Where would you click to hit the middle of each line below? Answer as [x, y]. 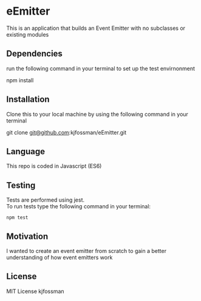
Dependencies [34, 54]
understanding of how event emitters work [60, 257]
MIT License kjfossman [36, 291]
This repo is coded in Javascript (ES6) [54, 166]
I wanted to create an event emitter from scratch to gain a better [87, 251]
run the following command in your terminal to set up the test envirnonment [101, 68]
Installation [28, 100]
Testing [21, 185]
